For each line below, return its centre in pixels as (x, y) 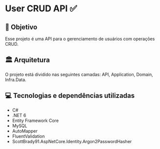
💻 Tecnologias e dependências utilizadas (70, 96)
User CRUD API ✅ (41, 9)
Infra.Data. (16, 80)
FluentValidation (28, 136)
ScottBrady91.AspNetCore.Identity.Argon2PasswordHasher (72, 141)
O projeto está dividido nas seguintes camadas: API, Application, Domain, (79, 74)
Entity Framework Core (35, 120)
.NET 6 (19, 115)
